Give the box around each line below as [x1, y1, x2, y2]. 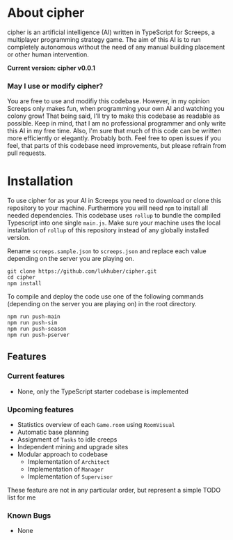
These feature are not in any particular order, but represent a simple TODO [7, 486, 221, 495]
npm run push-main [7, 313, 61, 320]
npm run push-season [7, 326, 67, 333]
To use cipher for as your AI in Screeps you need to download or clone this [7, 197, 222, 205]
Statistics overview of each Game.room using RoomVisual [17, 421, 175, 429]
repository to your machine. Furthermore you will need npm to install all [7, 204, 209, 212]
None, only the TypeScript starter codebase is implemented [17, 387, 189, 396]
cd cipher [7, 274, 36, 281]
